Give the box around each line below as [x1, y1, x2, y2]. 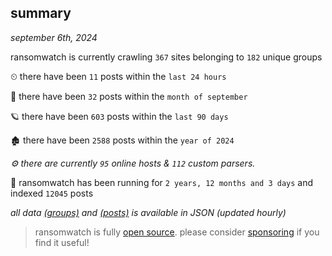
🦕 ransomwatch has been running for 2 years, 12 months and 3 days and [10, 176, 314, 188]
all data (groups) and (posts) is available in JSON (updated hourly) [10, 206, 287, 218]
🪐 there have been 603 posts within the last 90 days [10, 110, 229, 122]
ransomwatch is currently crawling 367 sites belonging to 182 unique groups [10, 51, 323, 63]
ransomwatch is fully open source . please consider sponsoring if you [34, 226, 320, 238]
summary [10, 5, 72, 22]
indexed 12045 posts [10, 187, 94, 199]
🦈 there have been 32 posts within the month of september [10, 90, 248, 102]
